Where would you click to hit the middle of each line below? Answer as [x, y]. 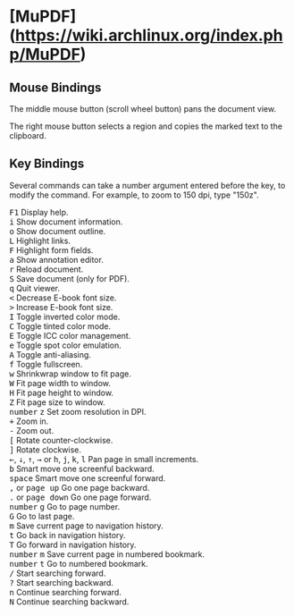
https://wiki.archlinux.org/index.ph [149, 35]
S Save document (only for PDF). [69, 278]
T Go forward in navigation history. [73, 544]
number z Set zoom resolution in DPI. [78, 411]
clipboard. [28, 135]
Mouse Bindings [55, 87]
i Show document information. [66, 222]
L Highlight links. [40, 240]
